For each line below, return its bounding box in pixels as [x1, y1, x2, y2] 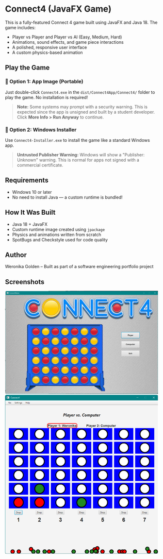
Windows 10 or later [12, 189, 52, 195]
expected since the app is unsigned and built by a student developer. [16, 109, 155, 115]
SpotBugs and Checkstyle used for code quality [12, 237, 108, 242]
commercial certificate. [16, 162, 64, 168]
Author [5, 251, 27, 259]
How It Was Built [5, 208, 56, 217]
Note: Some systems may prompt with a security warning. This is [16, 103, 148, 110]
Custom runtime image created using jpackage [12, 226, 105, 232]
